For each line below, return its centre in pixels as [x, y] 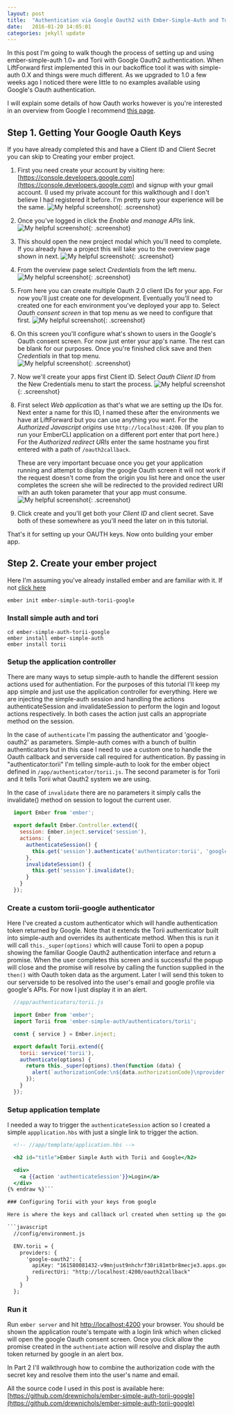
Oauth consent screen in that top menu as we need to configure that [115, 313]
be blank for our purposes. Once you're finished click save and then [114, 349]
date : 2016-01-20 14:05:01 [49, 26]
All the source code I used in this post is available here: [86, 1388]
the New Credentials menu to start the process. [85, 384]
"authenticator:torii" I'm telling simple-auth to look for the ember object [109, 764]
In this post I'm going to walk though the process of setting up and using [111, 53]
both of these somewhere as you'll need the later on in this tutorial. [113, 521]
